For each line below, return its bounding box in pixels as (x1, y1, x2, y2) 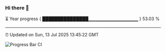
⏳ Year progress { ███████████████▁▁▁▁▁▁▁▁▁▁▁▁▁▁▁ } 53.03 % (5, 16, 160, 22)
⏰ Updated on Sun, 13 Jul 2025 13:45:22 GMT (5, 32, 99, 38)
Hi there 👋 (5, 4, 30, 11)
